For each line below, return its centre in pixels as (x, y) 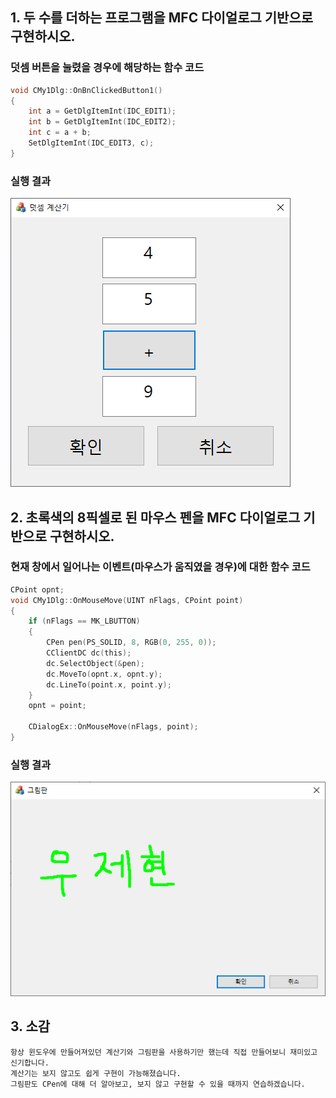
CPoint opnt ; (37, 589)
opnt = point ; (57, 706)
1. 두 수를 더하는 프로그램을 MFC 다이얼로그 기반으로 (162, 18)
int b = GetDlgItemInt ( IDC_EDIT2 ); (102, 122)
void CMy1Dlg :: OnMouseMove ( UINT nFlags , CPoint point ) (127, 600)
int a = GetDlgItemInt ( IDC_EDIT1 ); (102, 111)
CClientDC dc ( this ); (89, 653)
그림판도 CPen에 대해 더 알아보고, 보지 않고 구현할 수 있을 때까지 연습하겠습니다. (158, 1084)
